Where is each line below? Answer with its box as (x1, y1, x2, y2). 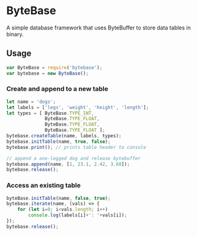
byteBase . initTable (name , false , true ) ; (6, 195, 111, 201)
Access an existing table (6, 181, 81, 190)
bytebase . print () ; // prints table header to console (6, 144, 147, 150)
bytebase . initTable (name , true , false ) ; (6, 139, 111, 145)
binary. (6, 30, 24, 37)
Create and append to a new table (6, 85, 108, 93)
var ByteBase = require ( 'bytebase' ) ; (6, 64, 103, 70)
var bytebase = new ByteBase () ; (6, 70, 89, 77)
